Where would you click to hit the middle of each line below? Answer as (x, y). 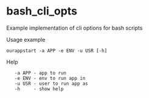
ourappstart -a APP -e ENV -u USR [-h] (57, 51)
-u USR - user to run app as (51, 83)
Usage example (26, 39)
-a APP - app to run (40, 73)
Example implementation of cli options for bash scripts (74, 28)
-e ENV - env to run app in (50, 78)
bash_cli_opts (42, 11)
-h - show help (39, 89)
